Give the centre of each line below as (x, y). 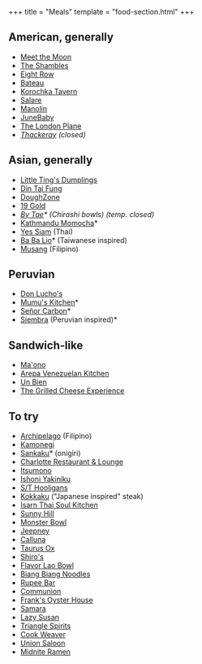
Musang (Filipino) (49, 249)
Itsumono (36, 471)
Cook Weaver (43, 635)
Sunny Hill (37, 514)
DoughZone (40, 197)
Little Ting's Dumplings (58, 180)
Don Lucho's (41, 294)
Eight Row (37, 74)
